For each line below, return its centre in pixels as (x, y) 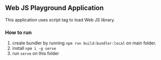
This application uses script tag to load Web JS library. (60, 20)
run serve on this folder (36, 54)
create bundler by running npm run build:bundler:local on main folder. (84, 43)
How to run (18, 32)
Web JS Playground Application (55, 8)
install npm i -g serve (34, 48)
